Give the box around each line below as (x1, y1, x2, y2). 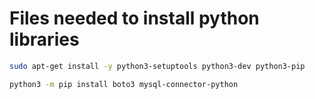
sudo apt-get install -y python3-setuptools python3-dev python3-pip (9, 61, 306, 71)
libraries (9, 28, 80, 51)
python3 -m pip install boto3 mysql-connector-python (9, 79, 239, 89)
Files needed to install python (9, 7, 260, 30)
